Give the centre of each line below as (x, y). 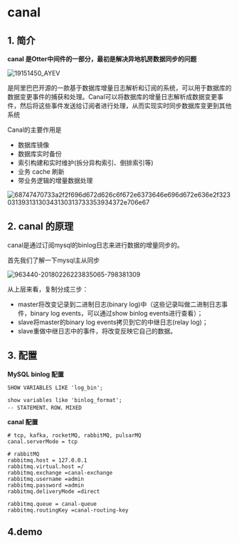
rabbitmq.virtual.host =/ (46, 466)
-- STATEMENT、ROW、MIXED (44, 408)
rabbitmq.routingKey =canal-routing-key (68, 510)
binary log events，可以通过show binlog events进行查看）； (117, 313)
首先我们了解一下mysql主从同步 (54, 260)
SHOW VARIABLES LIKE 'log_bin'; (55, 388)
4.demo (25, 532)
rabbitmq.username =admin (46, 479)
